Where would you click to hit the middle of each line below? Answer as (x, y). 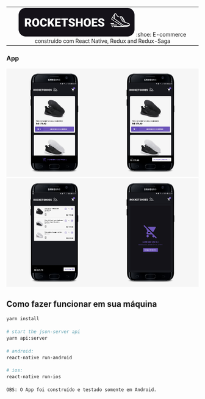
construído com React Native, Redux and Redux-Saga (103, 41)
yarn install (23, 319)
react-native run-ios (34, 377)
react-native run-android (39, 357)
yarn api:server (27, 338)
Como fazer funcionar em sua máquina (82, 304)
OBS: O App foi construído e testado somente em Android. (81, 390)
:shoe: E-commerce (161, 34)
